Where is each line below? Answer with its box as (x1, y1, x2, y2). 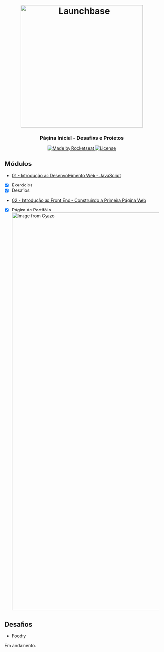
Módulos (4, 160, 32, 168)
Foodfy (11, 633, 26, 639)
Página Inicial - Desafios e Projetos (39, 135, 124, 141)
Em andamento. (4, 643, 36, 649)
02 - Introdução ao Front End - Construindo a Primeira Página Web (11, 197, 146, 203)
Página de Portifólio (11, 207, 52, 213)
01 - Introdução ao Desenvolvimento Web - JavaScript (11, 173, 121, 179)
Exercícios (11, 182, 33, 188)
